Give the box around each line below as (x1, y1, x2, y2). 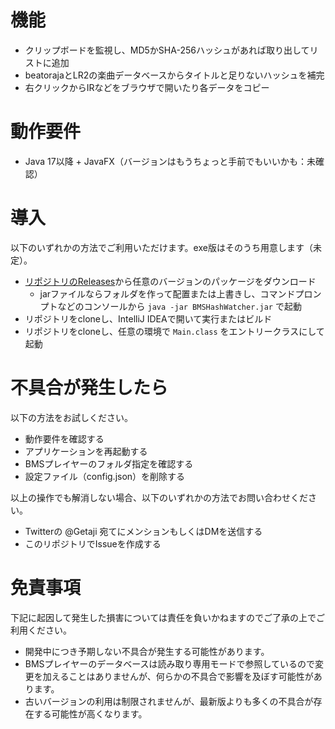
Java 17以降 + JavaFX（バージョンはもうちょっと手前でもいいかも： (24, 155, 307, 167)
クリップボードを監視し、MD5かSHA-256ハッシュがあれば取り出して (24, 44, 310, 56)
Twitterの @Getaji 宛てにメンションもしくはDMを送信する (24, 525, 263, 537)
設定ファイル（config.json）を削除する (24, 470, 186, 482)
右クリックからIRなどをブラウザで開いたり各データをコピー (24, 81, 270, 93)
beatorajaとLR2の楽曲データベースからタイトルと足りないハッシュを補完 (24, 69, 325, 81)
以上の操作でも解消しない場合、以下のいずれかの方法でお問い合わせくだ (10, 491, 308, 503)
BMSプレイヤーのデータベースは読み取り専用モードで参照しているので (24, 657, 316, 670)
